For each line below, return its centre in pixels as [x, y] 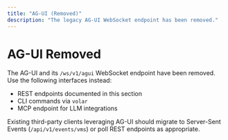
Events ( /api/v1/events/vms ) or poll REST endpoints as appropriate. [104, 129]
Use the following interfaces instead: [60, 81]
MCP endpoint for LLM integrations [67, 108]
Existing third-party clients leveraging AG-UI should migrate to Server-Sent [114, 122]
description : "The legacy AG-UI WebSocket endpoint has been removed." [113, 20]
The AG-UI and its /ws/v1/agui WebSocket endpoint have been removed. [112, 73]
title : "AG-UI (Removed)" [44, 13]
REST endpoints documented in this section [79, 94]
